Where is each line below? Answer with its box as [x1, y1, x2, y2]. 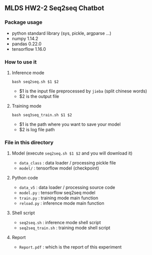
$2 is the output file [19, 93, 59, 99]
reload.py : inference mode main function [19, 200, 104, 206]
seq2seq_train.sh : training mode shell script [19, 225, 110, 231]
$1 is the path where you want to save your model [19, 121, 121, 127]
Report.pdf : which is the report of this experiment [19, 244, 122, 250]
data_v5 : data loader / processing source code [19, 184, 115, 190]
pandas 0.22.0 [11, 41, 42, 47]
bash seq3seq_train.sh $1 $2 [11, 112, 72, 117]
